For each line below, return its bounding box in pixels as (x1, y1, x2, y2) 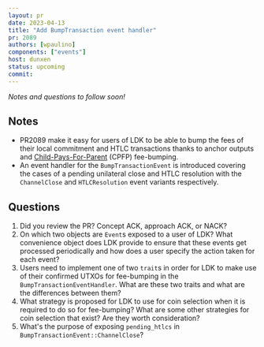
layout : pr (8, 11, 44, 20)
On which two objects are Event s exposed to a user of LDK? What (19, 229, 233, 239)
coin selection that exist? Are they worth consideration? (19, 313, 200, 323)
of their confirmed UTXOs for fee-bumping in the (19, 271, 179, 281)
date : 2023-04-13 (8, 19, 65, 27)
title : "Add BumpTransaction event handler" (8, 26, 157, 34)
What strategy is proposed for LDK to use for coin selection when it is (19, 297, 246, 306)
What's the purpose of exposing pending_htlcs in (19, 322, 180, 331)
